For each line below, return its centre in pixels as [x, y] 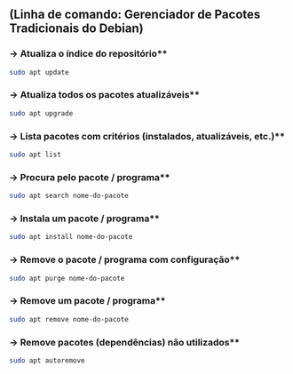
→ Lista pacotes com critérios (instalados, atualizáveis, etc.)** [147, 136]
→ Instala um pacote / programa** [84, 219]
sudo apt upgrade [41, 113]
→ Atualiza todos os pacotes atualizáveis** [104, 95]
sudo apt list [36, 155]
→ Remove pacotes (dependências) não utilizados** [124, 342]
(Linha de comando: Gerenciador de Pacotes [135, 15]
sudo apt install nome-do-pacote [71, 237]
